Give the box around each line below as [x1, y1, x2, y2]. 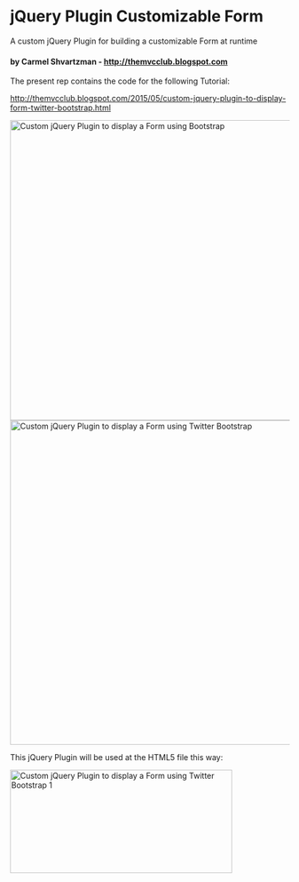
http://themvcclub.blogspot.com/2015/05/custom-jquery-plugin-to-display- [10, 93, 287, 104]
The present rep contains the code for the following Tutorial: [10, 76, 230, 86]
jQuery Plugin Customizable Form [10, 6, 264, 27]
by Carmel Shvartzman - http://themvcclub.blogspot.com [10, 56, 229, 67]
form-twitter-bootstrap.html [10, 102, 112, 113]
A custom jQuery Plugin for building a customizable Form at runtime [10, 36, 258, 46]
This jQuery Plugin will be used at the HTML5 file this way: [10, 752, 224, 763]
